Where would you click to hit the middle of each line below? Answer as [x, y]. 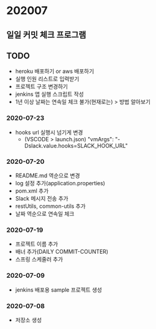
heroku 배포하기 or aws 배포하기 [54, 72]
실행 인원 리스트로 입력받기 [47, 79]
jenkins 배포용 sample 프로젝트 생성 [58, 290]
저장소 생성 [28, 320]
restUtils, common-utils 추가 [50, 206]
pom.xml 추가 [32, 191]
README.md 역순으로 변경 [48, 176]
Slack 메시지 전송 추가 [42, 198]
